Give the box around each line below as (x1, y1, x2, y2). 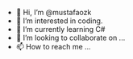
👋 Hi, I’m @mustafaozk (15, 8, 92, 17)
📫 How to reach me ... (15, 42, 91, 51)
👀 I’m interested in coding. (15, 16, 103, 26)
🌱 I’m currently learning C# (15, 25, 106, 33)
